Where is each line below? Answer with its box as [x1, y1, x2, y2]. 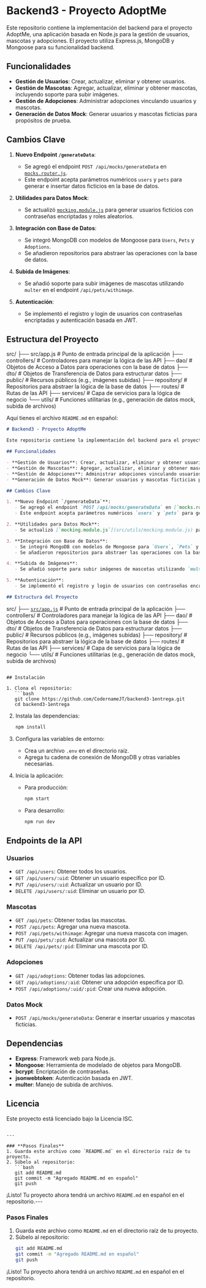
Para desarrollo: [24, 807, 65, 814]
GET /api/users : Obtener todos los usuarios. [15, 868, 128, 875]
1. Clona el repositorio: [6, 685, 72, 691]
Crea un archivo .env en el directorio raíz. [24, 746, 129, 754]
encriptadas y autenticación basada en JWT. [24, 316, 138, 324]
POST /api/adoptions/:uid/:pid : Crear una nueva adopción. [15, 985, 167, 992]
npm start [24, 795, 50, 802]
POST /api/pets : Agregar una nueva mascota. [15, 923, 130, 930]
